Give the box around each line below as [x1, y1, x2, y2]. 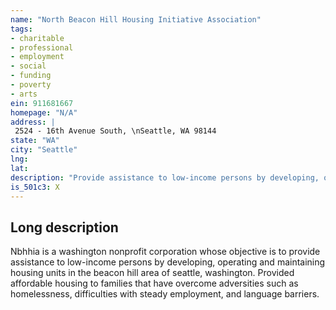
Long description [10, 219, 119, 236]
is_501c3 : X [10, 182, 60, 192]
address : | [10, 117, 56, 127]
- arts [10, 89, 38, 99]
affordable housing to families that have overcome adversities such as [10, 277, 299, 290]
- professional [10, 42, 74, 53]
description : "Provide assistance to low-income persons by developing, [10, 172, 320, 183]
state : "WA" [10, 136, 60, 146]
